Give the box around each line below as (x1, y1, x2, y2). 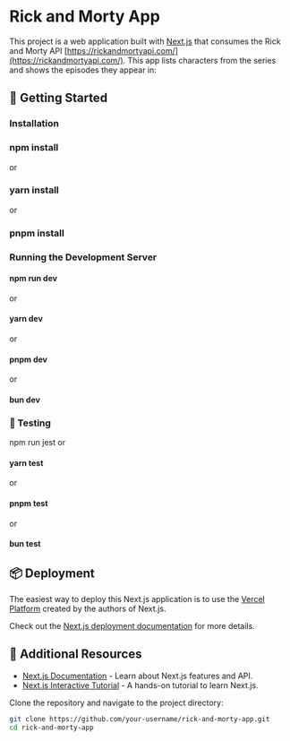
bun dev (9, 394, 40, 405)
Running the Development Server (9, 251, 158, 263)
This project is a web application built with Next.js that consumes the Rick (9, 36, 281, 47)
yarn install (9, 184, 60, 196)
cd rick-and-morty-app (9, 723, 94, 732)
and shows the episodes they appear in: (9, 65, 157, 75)
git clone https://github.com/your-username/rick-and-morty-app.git (9, 714, 270, 723)
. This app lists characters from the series (123, 55, 277, 65)
